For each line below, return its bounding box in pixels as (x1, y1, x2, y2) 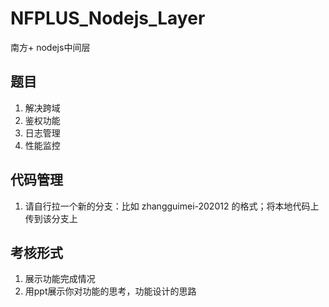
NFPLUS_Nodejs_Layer (10, 7, 206, 30)
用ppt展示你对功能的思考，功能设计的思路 (24, 285, 197, 297)
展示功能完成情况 (24, 273, 96, 285)
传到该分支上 (24, 212, 78, 224)
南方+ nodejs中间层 (10, 41, 91, 53)
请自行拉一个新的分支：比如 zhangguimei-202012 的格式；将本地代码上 (24, 200, 320, 212)
